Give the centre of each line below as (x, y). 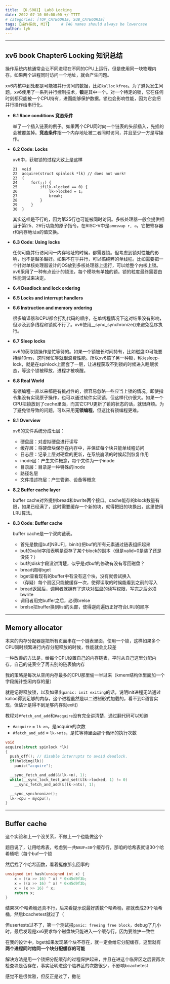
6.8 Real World (28, 381)
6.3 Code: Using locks (36, 242)
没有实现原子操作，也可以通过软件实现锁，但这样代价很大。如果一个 (92, 397)
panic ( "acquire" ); (34, 766)
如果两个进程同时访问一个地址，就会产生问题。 (63, 75)
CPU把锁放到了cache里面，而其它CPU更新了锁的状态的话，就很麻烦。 (86, 403)
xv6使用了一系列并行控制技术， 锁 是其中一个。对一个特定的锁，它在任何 (89, 92)
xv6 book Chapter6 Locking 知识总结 (64, 56)
